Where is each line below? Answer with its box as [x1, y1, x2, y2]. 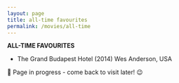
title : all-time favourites [7, 16, 88, 23]
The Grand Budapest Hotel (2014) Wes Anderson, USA [17, 55, 172, 63]
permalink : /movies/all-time [7, 23, 91, 29]
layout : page [7, 10, 45, 17]
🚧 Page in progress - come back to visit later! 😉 [7, 68, 143, 76]
